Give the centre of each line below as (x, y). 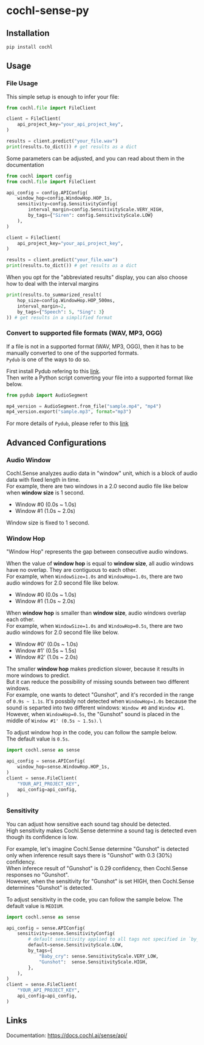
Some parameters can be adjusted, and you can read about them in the (95, 158)
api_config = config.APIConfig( (47, 192)
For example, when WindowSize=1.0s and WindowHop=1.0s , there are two (95, 577)
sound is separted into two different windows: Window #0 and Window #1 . (96, 708)
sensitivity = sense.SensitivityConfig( (66, 934)
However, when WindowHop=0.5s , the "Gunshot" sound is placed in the (93, 714)
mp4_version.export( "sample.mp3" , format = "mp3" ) (69, 412)
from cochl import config (39, 176)
